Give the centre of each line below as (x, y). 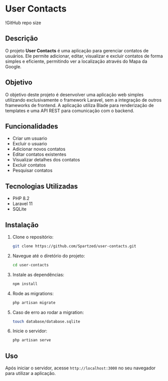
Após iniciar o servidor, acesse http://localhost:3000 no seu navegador (80, 368)
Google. (13, 66)
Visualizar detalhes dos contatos (46, 160)
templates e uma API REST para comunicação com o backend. (70, 111)
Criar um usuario (30, 138)
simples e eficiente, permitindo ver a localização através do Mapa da (76, 61)
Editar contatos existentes (39, 154)
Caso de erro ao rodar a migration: (48, 312)
